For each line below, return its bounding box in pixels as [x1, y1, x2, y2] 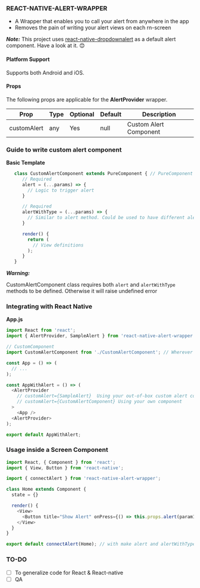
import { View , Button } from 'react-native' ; [6, 464, 124, 471]
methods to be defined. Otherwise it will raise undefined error [6, 288, 158, 295]
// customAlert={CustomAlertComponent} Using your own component [17, 399, 183, 405]
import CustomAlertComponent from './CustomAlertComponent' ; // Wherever [6, 349, 193, 356]
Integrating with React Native [6, 303, 92, 311]
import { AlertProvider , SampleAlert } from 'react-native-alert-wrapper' [6, 333, 196, 339]
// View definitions [32, 242, 84, 248]
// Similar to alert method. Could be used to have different [27, 215, 185, 221]
